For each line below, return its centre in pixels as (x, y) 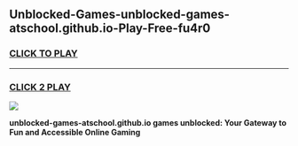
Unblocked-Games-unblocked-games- (120, 15)
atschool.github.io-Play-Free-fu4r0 (110, 29)
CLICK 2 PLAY (40, 87)
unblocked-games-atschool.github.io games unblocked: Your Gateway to (148, 122)
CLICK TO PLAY (43, 54)
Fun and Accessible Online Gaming (75, 132)
